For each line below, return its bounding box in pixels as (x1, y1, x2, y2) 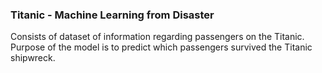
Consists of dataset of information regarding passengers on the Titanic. (10, 31, 305, 43)
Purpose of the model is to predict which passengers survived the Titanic (10, 41, 313, 53)
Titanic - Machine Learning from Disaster (10, 8, 215, 22)
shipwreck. (10, 52, 56, 64)
